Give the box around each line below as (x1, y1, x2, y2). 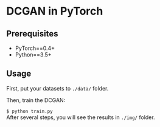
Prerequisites (6, 29, 58, 39)
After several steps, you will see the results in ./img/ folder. (6, 114, 155, 121)
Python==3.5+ (15, 51, 52, 58)
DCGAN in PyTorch (6, 4, 103, 18)
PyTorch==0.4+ (15, 44, 55, 52)
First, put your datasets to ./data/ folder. (6, 84, 109, 92)
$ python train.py (6, 108, 53, 114)
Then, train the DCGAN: (6, 96, 66, 104)
